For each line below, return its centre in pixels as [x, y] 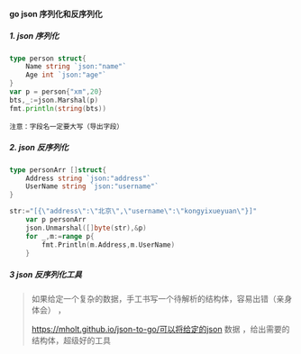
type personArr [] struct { [58, 170]
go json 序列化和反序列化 [56, 14]
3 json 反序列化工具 [46, 274]
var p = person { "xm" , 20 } [56, 92]
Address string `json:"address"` [88, 178]
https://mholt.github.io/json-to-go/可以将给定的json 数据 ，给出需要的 [160, 330]
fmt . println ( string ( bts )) [58, 108]
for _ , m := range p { [60, 236]
